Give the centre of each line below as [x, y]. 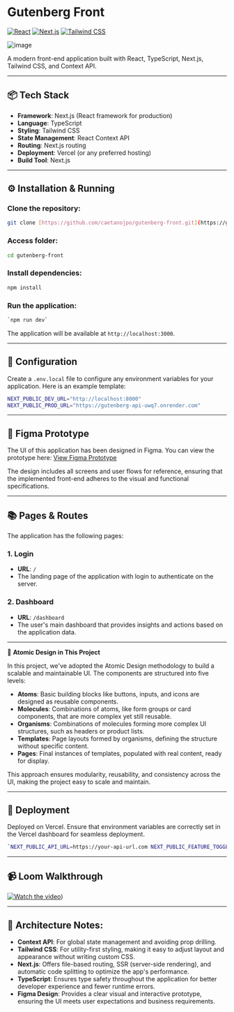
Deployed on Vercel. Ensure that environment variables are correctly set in [114, 827]
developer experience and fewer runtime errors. [86, 986]
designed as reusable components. [68, 701]
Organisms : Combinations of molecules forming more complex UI [112, 724]
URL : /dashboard [41, 617]
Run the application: [42, 306]
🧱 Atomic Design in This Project [54, 652]
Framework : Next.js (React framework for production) [95, 115]
